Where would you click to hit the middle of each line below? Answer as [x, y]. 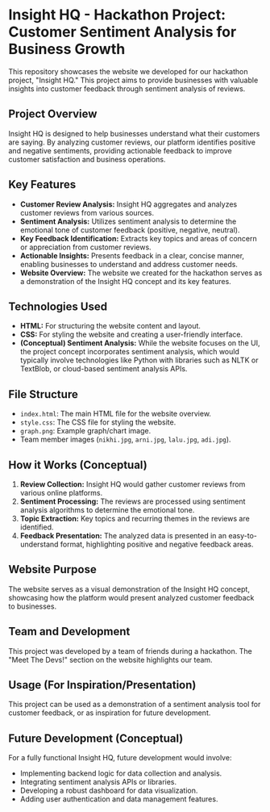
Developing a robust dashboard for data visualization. [109, 791]
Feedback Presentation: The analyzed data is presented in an [123, 536]
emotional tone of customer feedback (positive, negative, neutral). [130, 230]
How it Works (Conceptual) [78, 465]
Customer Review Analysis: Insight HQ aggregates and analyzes [129, 204]
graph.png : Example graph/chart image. [85, 431]
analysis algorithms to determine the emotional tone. [107, 510]
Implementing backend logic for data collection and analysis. [121, 773]
